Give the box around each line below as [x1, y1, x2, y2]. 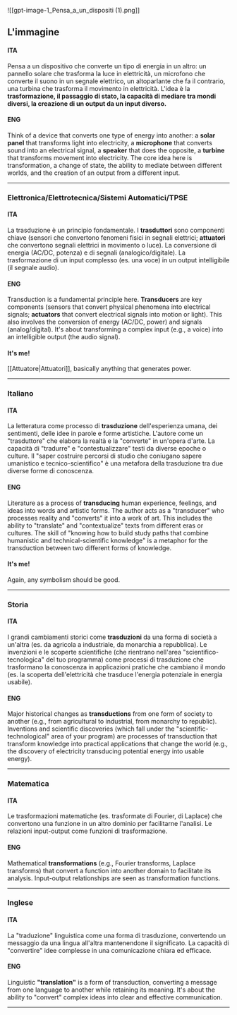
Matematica [7, 779, 49, 789]
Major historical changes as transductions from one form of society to [7, 710, 213, 718]
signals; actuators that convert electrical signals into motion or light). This [7, 310, 222, 319]
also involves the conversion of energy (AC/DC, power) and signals [7, 317, 202, 327]
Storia [7, 600, 29, 609]
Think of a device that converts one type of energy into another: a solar [7, 130, 216, 140]
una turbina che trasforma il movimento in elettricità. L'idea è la [7, 84, 190, 92]
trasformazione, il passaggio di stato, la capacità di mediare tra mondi [7, 92, 217, 100]
